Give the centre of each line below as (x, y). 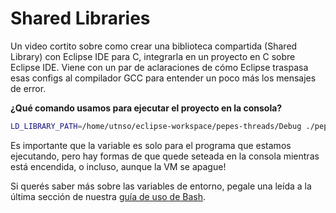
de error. (28, 88)
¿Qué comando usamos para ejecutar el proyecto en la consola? (146, 108)
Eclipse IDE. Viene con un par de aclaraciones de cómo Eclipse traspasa (159, 67)
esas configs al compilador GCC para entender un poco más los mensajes (163, 78)
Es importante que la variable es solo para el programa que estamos (151, 145)
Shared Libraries (80, 18)
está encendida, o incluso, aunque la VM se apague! (118, 166)
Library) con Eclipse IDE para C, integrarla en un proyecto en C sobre (153, 56)
